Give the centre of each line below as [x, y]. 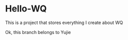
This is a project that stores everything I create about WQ [64, 22]
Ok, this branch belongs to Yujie [38, 32]
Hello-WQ [26, 9]
